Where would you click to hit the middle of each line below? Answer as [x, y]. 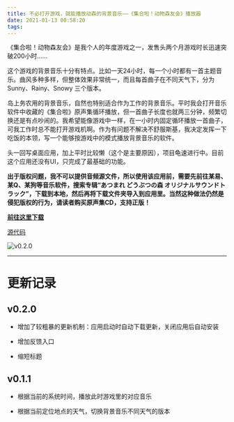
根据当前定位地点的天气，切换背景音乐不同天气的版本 [94, 412]
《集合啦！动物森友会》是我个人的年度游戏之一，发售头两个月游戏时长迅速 [114, 47]
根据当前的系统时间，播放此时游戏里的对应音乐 [84, 397]
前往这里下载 [25, 218]
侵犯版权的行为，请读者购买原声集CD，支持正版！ [79, 202]
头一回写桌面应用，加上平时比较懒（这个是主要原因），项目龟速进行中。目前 [116, 153]
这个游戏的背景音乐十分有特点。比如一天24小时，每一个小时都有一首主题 [112, 71]
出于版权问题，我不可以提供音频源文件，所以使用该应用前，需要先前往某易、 [117, 176]
